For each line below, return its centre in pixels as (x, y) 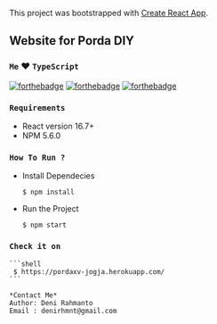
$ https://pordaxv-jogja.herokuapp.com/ (89, 271)
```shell (25, 264)
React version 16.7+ (58, 126)
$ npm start (44, 225)
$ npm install (48, 192)
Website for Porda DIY (72, 41)
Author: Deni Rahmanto (51, 303)
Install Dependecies (58, 176)
